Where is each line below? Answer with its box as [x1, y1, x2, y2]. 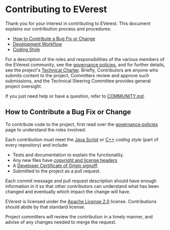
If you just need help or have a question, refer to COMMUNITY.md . [5, 93, 145, 99]
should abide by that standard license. [5, 204, 86, 210]
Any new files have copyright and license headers [12, 157, 118, 163]
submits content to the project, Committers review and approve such [5, 72, 149, 78]
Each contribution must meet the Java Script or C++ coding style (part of [5, 136, 159, 143]
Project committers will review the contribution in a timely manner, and [5, 213, 153, 219]
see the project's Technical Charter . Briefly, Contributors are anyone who [5, 67, 159, 73]
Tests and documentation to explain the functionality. [12, 151, 124, 158]
